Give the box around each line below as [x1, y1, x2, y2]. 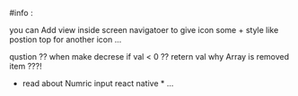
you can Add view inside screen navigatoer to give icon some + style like [9, 25, 279, 35]
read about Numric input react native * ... [22, 78, 174, 88]
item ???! [9, 61, 42, 71]
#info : [9, 8, 33, 18]
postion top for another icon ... [9, 35, 122, 44]
